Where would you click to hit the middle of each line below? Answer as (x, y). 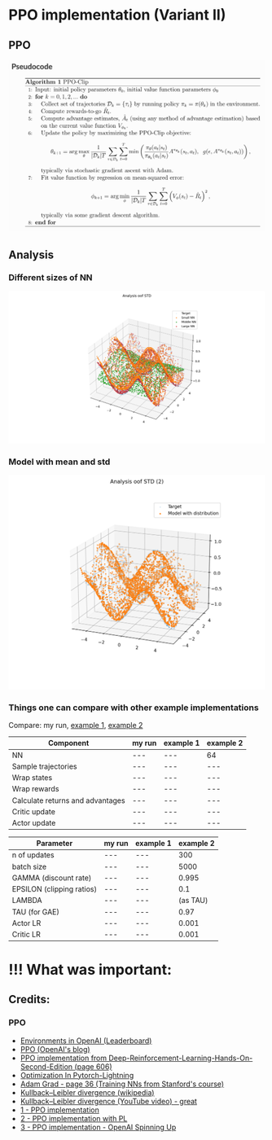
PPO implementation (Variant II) (117, 15)
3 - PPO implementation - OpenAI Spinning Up (98, 1127)
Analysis (31, 254)
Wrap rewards (35, 789)
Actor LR (26, 923)
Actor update (34, 823)
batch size (29, 866)
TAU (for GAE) (35, 912)
